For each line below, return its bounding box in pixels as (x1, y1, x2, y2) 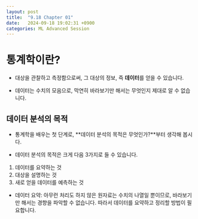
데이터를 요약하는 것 (14, 164, 62, 171)
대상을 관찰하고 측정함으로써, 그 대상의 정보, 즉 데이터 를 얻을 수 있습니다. (14, 74, 184, 82)
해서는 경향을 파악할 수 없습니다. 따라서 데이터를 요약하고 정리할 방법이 (21, 199, 186, 206)
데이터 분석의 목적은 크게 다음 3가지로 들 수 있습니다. (14, 151, 138, 158)
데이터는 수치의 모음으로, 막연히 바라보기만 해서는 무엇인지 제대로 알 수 (14, 87, 179, 94)
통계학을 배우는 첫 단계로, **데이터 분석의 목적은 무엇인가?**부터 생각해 (14, 131, 182, 138)
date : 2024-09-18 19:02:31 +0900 (6, 20, 95, 26)
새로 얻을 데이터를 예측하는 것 (14, 179, 84, 186)
